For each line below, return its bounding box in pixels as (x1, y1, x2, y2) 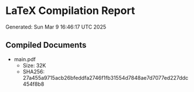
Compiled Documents (5, 40, 87, 50)
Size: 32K (22, 62, 46, 69)
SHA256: (22, 68, 45, 75)
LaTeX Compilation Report (5, 4, 135, 17)
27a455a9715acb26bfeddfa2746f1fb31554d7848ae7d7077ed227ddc (22, 74, 189, 81)
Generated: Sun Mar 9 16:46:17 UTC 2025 (5, 23, 107, 30)
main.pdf (13, 55, 36, 62)
